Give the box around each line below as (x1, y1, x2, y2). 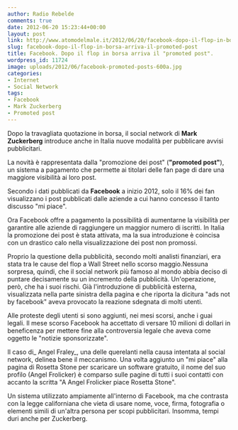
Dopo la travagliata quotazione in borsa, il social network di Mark (7, 129, 198, 137)
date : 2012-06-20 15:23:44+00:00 (7, 23, 106, 31)
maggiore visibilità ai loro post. (7, 173, 97, 181)
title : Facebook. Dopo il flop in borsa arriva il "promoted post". (7, 50, 214, 58)
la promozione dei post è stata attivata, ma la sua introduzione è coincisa (7, 230, 220, 239)
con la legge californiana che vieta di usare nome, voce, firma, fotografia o (7, 399, 225, 407)
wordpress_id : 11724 (7, 57, 69, 64)
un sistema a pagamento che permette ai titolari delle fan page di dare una (7, 165, 225, 174)
